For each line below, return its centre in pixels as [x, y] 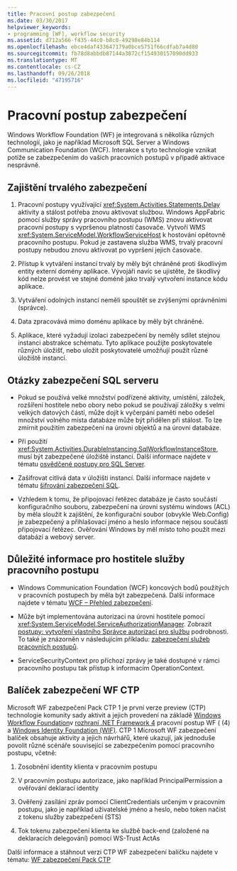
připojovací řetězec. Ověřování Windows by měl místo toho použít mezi [121, 529]
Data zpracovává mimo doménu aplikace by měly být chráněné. [111, 321]
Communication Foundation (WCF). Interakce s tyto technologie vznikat [112, 150]
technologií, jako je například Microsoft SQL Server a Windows [99, 142]
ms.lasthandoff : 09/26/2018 [49, 73]
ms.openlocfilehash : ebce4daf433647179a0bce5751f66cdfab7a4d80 [103, 47]
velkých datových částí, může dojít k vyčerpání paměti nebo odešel [116, 412]
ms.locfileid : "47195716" [45, 80]
